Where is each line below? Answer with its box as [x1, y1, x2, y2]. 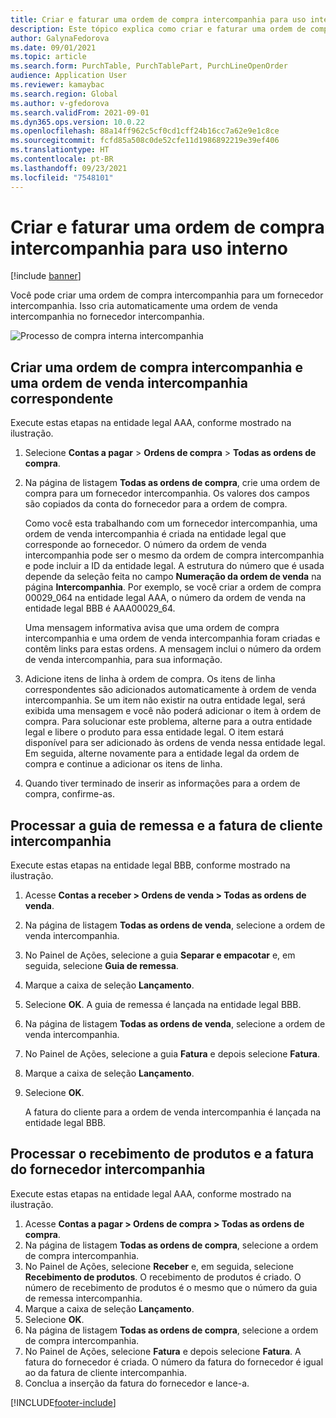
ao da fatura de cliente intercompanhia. [24, 1366, 187, 1378]
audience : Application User [10, 71, 128, 81]
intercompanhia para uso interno [10, 237, 289, 260]
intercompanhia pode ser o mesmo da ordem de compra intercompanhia [24, 549, 325, 561]
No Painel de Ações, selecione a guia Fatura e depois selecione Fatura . [24, 1048, 320, 1060]
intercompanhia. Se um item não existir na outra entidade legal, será [24, 694, 306, 706]
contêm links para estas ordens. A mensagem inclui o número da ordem [24, 643, 322, 655]
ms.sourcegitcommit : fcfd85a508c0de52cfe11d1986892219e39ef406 [10, 136, 280, 146]
